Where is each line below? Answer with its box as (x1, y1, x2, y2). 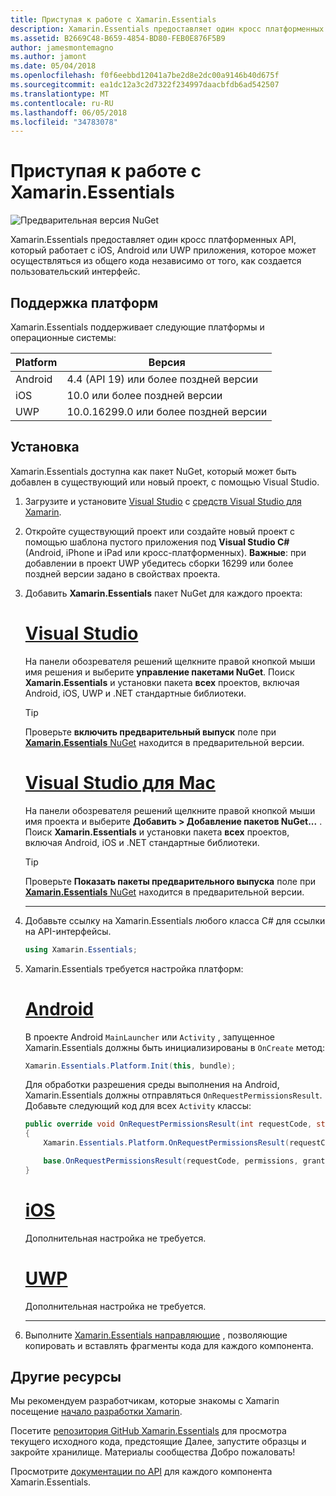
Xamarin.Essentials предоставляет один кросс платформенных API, (10, 234, 297, 246)
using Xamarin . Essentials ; (24, 944, 138, 955)
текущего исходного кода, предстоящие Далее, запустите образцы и (10, 1436, 307, 1448)
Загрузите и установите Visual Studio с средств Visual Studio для (24, 495, 302, 507)
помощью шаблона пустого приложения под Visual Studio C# (24, 536, 290, 548)
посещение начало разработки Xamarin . (10, 1406, 183, 1418)
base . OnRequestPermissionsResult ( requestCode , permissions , (43, 1156, 299, 1166)
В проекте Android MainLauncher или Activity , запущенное (24, 1031, 276, 1043)
